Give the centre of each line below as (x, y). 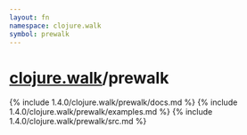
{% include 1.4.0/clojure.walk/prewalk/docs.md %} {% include (123, 102)
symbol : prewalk (39, 34)
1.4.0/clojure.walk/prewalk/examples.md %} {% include (111, 112)
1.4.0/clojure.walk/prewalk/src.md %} (78, 122)
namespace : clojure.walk (55, 26)
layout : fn (29, 17)
